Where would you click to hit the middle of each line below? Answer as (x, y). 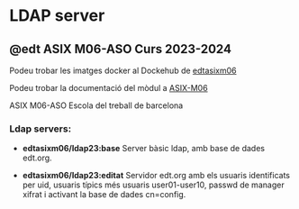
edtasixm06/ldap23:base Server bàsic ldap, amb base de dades (144, 149)
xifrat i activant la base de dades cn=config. (104, 195)
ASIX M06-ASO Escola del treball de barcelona (96, 105)
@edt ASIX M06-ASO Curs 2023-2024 (121, 49)
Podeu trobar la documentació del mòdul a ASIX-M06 (109, 88)
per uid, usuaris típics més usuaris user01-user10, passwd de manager (154, 185)
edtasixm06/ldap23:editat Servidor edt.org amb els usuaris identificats (156, 176)
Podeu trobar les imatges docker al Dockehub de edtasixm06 (123, 70)
